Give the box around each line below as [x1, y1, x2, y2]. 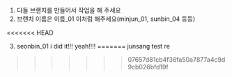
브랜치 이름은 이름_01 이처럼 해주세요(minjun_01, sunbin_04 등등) [16, 15, 196, 23]
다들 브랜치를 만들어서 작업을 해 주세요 [16, 6, 121, 14]
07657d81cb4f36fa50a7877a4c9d [127, 55, 226, 64]
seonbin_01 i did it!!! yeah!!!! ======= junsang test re [16, 42, 170, 50]
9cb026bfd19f [127, 63, 169, 71]
